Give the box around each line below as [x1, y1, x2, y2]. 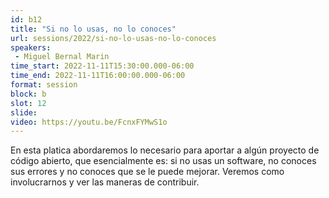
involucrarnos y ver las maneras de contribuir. [10, 176, 200, 188]
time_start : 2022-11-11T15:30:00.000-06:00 [10, 61, 195, 71]
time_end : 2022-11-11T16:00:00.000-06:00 [10, 71, 186, 81]
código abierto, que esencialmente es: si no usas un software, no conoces [10, 155, 317, 167]
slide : [10, 107, 38, 118]
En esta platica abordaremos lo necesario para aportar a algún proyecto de [10, 144, 320, 156]
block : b [10, 89, 47, 99]
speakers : [10, 42, 52, 53]
